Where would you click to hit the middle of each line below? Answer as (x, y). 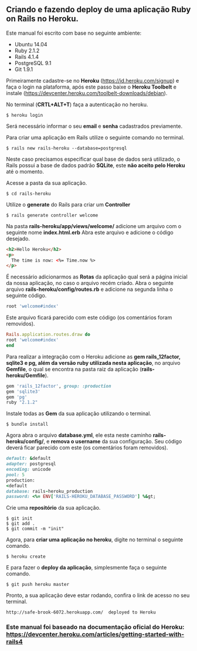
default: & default (28, 459)
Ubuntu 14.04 (31, 44)
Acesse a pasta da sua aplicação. (47, 183)
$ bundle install (27, 425)
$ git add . (21, 524)
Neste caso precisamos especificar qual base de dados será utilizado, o (93, 159)
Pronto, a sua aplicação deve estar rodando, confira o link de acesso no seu (98, 595)
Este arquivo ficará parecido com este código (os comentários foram (89, 318)
